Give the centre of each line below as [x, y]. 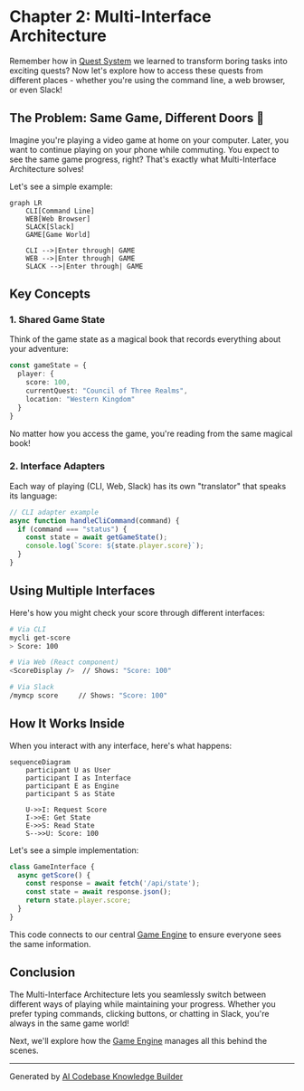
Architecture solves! [47, 168]
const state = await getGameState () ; [97, 537]
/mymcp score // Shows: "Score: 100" [89, 696]
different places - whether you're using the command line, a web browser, [147, 80]
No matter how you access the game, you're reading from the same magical [151, 433]
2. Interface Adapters [57, 466]
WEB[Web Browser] [58, 219]
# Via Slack [32, 688]
